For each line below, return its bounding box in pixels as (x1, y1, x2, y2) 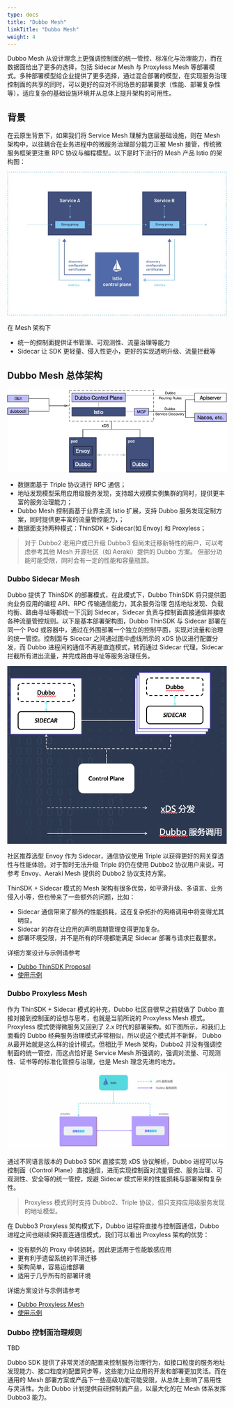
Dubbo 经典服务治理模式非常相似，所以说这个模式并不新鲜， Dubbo (26, 1031, 221, 1040)
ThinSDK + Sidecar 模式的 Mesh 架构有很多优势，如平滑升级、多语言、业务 (7, 884, 224, 893)
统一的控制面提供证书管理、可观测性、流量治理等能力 (17, 338, 171, 347)
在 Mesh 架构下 (7, 324, 52, 332)
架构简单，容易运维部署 (17, 1262, 85, 1271)
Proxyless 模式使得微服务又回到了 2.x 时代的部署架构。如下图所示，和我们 (7, 1022, 220, 1031)
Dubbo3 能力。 (7, 1393, 51, 1401)
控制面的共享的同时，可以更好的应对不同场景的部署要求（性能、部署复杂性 (7, 80, 221, 89)
